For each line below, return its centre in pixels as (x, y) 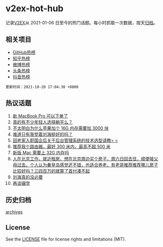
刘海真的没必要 (28, 177)
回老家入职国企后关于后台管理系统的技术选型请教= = (65, 140)
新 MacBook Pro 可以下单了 (40, 116)
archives (14, 212)
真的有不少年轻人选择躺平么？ (42, 122)
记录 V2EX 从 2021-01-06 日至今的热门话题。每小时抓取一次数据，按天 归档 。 (82, 22)
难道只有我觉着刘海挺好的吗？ (42, 134)
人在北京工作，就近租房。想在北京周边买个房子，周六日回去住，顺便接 (83, 158)
